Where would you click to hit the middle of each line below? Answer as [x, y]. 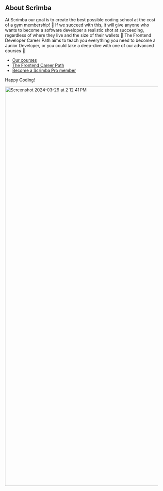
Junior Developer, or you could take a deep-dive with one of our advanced [80, 45]
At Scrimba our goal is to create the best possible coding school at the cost [80, 19]
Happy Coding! [20, 80]
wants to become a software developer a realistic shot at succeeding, [74, 30]
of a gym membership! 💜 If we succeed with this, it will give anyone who [77, 25]
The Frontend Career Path [38, 65]
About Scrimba [28, 8]
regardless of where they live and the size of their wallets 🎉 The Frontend [78, 35]
